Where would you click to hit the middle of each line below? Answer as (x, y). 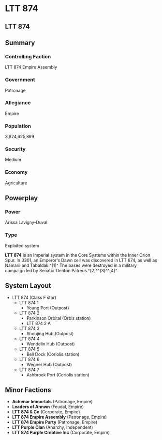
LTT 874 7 (29, 370)
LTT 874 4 (29, 339)
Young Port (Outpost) (48, 308)
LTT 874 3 (29, 328)
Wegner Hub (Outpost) (49, 364)
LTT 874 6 (29, 359)
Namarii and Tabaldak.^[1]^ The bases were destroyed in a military (71, 265)
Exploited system (22, 245)
